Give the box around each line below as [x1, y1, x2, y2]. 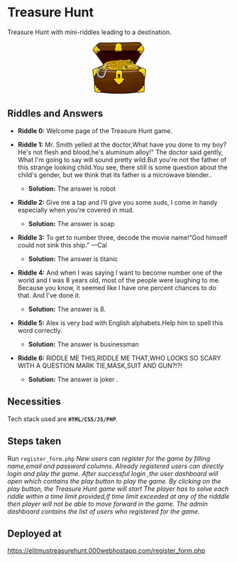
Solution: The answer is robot [28, 184, 116, 193]
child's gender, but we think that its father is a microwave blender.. [17, 170, 213, 179]
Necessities [7, 396, 62, 408]
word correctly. [17, 326, 62, 334]
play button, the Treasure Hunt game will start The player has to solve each [7, 484, 229, 493]
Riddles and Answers [7, 107, 104, 120]
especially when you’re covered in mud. [17, 206, 135, 214]
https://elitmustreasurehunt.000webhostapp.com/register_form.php [7, 546, 206, 555]
